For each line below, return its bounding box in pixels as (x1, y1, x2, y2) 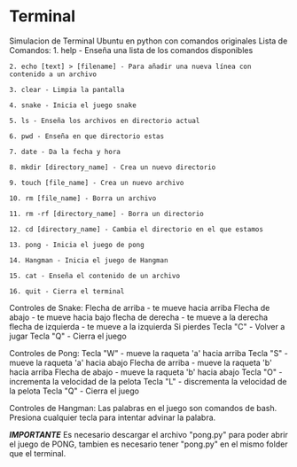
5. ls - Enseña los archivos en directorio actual (9, 116, 200, 125)
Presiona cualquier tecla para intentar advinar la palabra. (9, 412, 216, 423)
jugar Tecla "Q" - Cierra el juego (9, 331, 127, 341)
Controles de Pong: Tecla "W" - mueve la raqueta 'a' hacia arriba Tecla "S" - (9, 347, 288, 358)
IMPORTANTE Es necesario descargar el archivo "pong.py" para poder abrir (9, 429, 288, 440)
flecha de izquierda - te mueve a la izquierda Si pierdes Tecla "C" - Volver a (9, 321, 285, 331)
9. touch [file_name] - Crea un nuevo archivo (9, 178, 184, 187)
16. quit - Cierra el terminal (9, 286, 125, 296)
